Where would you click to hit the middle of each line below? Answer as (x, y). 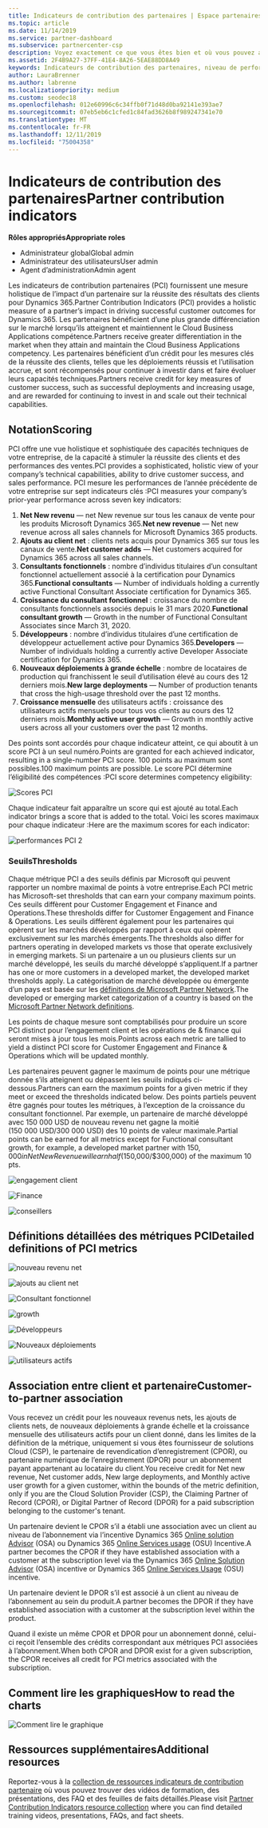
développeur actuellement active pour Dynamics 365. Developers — (132, 643)
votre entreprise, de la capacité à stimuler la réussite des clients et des (124, 457)
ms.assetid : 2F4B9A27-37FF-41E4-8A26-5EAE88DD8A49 (94, 61)
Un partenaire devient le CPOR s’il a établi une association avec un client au (132, 1527)
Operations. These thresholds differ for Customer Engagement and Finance (131, 913)
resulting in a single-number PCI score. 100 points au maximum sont (120, 760)
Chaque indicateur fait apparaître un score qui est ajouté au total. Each (123, 808)
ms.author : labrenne (43, 82)
